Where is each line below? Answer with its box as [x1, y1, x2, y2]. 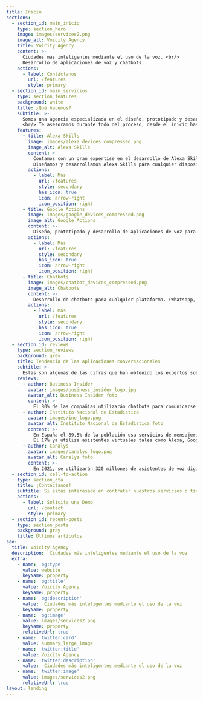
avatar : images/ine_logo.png [28, 415, 101, 421]
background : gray [17, 528, 61, 534]
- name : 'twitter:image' [17, 668, 80, 675]
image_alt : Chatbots [28, 285, 80, 291]
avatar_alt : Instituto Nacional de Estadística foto [28, 420, 164, 426]
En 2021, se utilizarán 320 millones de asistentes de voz [33, 465, 185, 472]
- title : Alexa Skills [22, 133, 80, 139]
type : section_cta [17, 477, 63, 483]
